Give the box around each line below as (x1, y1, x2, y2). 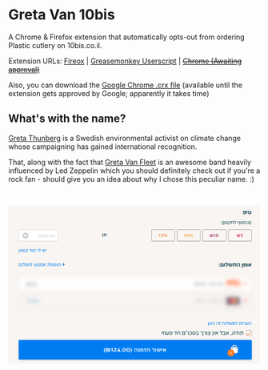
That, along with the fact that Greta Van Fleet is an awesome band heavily (8, 157, 252, 167)
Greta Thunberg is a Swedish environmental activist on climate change (8, 133, 242, 143)
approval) (8, 64, 40, 74)
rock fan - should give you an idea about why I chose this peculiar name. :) (8, 174, 254, 183)
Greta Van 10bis (8, 6, 116, 24)
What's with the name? (8, 112, 126, 126)
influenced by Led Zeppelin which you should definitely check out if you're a (8, 166, 261, 175)
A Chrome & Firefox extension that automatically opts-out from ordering (8, 32, 246, 42)
